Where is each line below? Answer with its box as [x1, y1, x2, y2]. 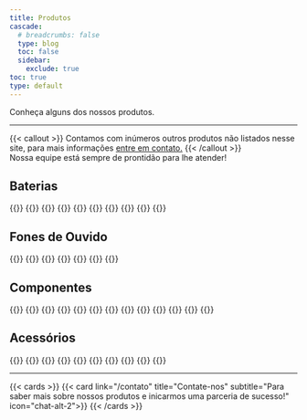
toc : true [9, 73, 48, 82]
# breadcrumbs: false [17, 30, 101, 39]
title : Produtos [9, 13, 71, 23]
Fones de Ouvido [9, 229, 108, 245]
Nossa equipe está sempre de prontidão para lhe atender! [9, 152, 227, 163]
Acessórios [9, 331, 76, 346]
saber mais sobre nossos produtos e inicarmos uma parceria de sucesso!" [9, 390, 290, 402]
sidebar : [17, 56, 51, 65]
